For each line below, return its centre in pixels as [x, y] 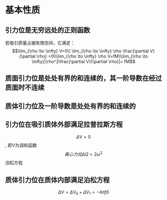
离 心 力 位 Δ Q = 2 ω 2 [83, 153]
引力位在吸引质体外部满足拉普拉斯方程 [64, 125]
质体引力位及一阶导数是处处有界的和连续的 [70, 106]
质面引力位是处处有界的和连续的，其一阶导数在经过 [83, 78]
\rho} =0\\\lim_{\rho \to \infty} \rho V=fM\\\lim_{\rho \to [92, 56]
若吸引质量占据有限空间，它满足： [40, 43]
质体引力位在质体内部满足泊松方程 [57, 180]
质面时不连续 [25, 88]
